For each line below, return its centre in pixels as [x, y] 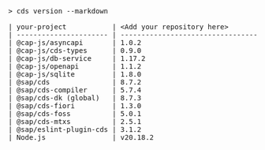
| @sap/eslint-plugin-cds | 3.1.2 [75, 129]
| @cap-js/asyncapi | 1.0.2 [75, 43]
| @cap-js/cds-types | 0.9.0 [75, 51]
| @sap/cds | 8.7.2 [75, 82]
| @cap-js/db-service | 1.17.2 [77, 58]
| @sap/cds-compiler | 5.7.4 [75, 90]
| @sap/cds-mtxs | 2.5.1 [75, 122]
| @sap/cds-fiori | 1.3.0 [75, 106]
